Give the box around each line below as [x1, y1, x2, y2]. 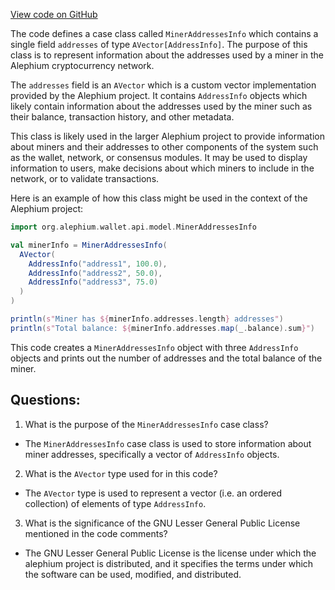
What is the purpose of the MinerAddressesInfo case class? [24, 418, 269, 430]
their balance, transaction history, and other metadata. [10, 111, 235, 123]
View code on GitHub [10, 9, 98, 20]
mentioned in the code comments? [24, 527, 168, 539]
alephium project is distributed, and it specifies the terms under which [24, 557, 314, 569]
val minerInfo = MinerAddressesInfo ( [10, 240, 168, 250]
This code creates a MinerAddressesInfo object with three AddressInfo [10, 341, 299, 353]
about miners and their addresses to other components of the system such [10, 141, 319, 153]
